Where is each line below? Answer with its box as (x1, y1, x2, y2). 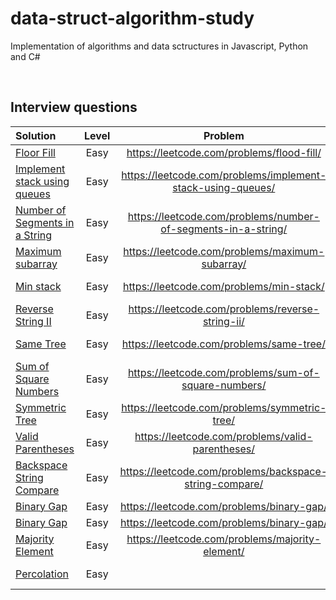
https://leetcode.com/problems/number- (127, 209, 320, 223)
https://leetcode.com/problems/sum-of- (127, 365, 320, 379)
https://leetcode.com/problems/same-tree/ (121, 337, 326, 351)
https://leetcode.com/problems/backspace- (119, 464, 328, 478)
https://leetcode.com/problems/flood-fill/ (126, 145, 322, 159)
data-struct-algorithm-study (10, 7, 255, 30)
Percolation (15, 567, 69, 581)
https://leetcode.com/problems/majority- (126, 532, 322, 546)
